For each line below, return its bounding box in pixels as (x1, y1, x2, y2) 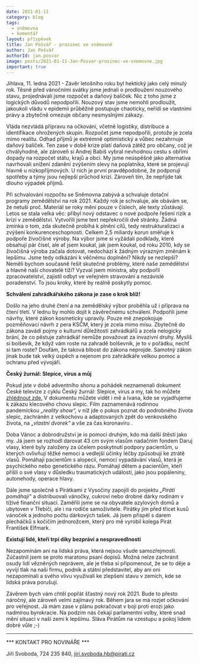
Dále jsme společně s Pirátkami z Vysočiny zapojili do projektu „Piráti (6, 486, 175, 494)
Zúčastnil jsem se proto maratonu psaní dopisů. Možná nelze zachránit (6, 553, 179, 560)
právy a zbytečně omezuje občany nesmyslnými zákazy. (6, 111, 144, 118)
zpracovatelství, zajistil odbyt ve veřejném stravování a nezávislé (6, 273, 164, 280)
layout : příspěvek (6, 36, 52, 42)
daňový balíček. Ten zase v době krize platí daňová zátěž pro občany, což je (6, 142, 192, 149)
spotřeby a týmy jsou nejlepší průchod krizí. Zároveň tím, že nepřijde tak (6, 173, 182, 181)
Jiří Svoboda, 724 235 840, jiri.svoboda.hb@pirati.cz (6, 650, 135, 658)
